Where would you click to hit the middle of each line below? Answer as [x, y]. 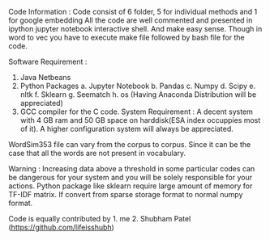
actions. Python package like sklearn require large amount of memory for [131, 186]
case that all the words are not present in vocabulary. [97, 153]
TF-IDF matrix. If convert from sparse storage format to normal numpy [126, 194]
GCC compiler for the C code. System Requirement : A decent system [137, 112]
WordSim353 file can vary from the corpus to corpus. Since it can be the [130, 144]
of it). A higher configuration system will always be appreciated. [126, 129]
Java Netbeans [45, 77]
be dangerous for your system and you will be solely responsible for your [131, 177]
